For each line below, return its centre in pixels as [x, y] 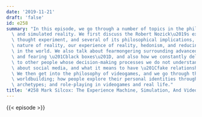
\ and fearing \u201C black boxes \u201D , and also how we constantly [99, 57]
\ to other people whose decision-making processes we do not [91, 62]
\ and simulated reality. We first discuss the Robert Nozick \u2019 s [100, 34]
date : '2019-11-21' [31, 12]
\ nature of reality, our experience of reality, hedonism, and [94, 46]
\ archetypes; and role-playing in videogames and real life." [92, 85]
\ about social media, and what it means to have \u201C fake [90, 68]
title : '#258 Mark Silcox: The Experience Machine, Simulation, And [94, 90]
